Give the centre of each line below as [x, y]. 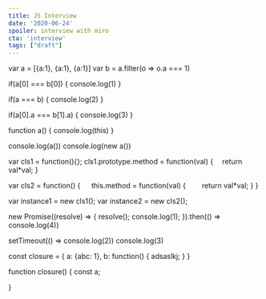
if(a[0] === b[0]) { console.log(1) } [65, 84]
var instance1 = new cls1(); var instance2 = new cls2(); [98, 201]
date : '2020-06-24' [41, 23]
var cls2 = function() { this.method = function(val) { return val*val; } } [133, 186]
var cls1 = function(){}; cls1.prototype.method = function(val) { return [125, 162]
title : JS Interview [43, 16]
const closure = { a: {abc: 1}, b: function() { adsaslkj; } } [99, 257]
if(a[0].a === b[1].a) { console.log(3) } [71, 115]
